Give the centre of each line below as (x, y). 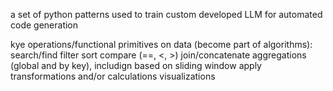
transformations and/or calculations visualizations (113, 76)
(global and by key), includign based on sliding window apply (136, 65)
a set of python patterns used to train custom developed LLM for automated (166, 14)
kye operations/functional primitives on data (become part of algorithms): (161, 44)
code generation (44, 25)
